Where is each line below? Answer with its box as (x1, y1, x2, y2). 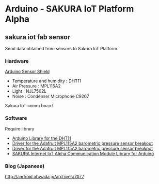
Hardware (5, 57, 29, 64)
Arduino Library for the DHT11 (12, 135, 71, 141)
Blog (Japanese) (5, 163, 45, 170)
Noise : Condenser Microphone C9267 (12, 93, 90, 99)
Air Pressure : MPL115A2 (12, 83, 61, 89)
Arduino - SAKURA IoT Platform (5, 3, 134, 14)
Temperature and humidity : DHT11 (12, 78, 81, 84)
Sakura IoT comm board (5, 103, 53, 109)
